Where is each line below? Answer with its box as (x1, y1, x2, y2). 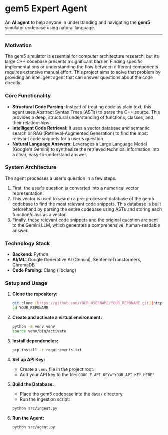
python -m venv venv (12, 324, 55, 329)
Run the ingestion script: (19, 396, 70, 402)
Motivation (5, 42, 32, 49)
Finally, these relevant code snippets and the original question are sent (12, 217, 158, 223)
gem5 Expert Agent (5, 3, 87, 14)
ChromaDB (12, 262, 35, 268)
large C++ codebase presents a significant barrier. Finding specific (5, 58, 143, 65)
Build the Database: (12, 381, 54, 387)
